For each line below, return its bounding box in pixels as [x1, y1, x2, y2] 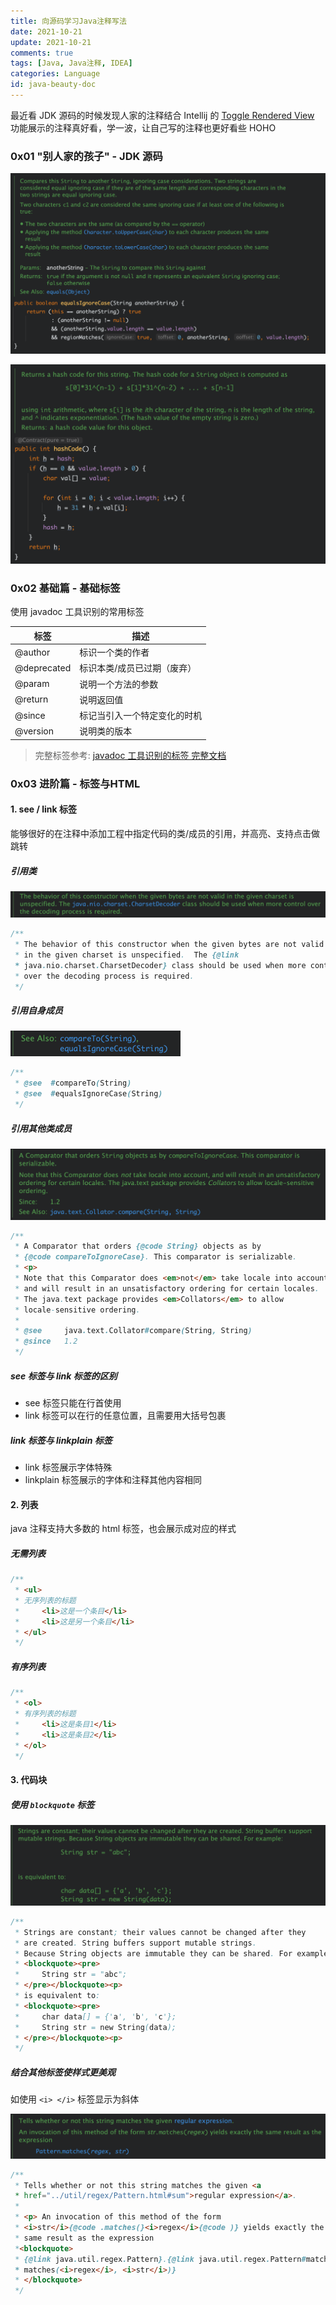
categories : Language [10, 69, 101, 79]
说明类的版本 [79, 725, 133, 737]
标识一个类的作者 [79, 646, 150, 659]
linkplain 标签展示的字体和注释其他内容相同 [24, 1474, 202, 1486]
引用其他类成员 [10, 1122, 72, 1134]
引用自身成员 [10, 1005, 63, 1017]
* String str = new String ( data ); [14, 2022, 177, 2032]
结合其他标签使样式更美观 [10, 2066, 116, 2078]
